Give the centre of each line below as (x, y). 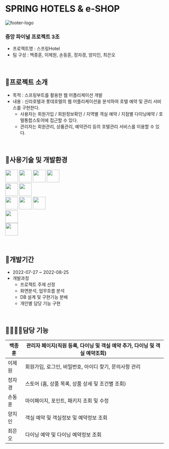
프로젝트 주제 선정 (37, 284)
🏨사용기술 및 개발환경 (36, 160)
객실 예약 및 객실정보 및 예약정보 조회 (66, 418)
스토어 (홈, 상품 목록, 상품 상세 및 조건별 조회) (75, 384)
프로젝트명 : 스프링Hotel (36, 49)
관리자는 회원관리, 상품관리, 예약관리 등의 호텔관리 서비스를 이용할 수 (87, 127)
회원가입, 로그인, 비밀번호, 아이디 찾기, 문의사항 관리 (83, 367)
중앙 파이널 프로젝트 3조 (32, 37)
